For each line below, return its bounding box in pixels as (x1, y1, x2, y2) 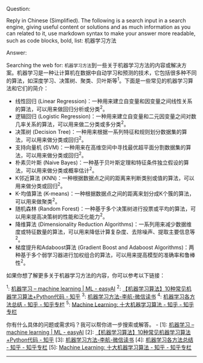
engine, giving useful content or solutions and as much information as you (6, 24, 191, 30)
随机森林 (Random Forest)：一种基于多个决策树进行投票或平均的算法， (14, 205, 191, 213)
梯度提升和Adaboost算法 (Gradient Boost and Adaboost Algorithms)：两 (14, 244, 195, 251)
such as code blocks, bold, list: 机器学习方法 (6, 37, 117, 44)
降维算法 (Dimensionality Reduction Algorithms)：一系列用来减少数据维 (14, 221, 192, 228)
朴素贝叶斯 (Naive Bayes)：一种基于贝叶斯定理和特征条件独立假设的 (14, 159, 184, 166)
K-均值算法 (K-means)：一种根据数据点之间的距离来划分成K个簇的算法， (14, 190, 195, 197)
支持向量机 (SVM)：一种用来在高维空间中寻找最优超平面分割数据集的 (14, 144, 186, 151)
